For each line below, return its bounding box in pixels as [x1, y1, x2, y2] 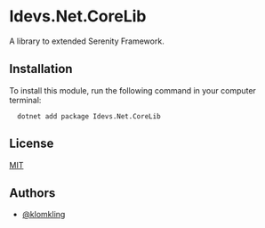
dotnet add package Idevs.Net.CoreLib [17, 111, 162, 121]
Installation [9, 61, 73, 77]
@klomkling [21, 209, 66, 220]
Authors [9, 185, 56, 200]
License [9, 136, 54, 151]
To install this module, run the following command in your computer [9, 85, 256, 95]
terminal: [9, 94, 42, 105]
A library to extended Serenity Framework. [9, 36, 165, 46]
